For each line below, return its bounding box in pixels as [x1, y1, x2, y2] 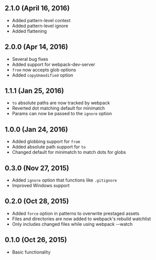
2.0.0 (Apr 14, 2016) [5, 43, 68, 51]
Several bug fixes [12, 56, 48, 62]
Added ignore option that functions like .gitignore [12, 177, 117, 183]
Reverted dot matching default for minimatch [12, 105, 105, 111]
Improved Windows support [12, 183, 70, 189]
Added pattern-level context [12, 17, 71, 23]
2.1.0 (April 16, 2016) [5, 4, 70, 13]
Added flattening [12, 28, 47, 34]
